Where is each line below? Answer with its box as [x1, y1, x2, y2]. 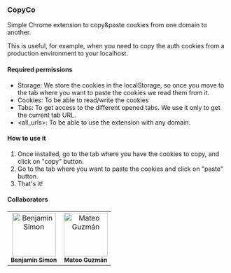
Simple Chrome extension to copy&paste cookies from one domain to [7, 21, 208, 29]
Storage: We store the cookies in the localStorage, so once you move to [17, 80, 225, 89]
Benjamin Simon [10, 255, 57, 264]
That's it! [17, 179, 43, 188]
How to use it [7, 134, 47, 143]
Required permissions [7, 65, 73, 73]
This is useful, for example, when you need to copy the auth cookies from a [7, 42, 225, 50]
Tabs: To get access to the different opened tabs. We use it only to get [17, 103, 220, 111]
